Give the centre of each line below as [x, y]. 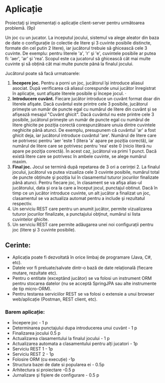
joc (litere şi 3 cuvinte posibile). [44, 230]
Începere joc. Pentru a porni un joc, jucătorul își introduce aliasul [78, 83]
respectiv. [22, 203]
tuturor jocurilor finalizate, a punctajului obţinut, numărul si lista [76, 214]
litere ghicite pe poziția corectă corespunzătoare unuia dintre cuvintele [84, 125]
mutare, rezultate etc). [35, 273]
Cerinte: [18, 245]
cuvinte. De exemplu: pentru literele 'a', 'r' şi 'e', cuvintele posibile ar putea [81, 53]
